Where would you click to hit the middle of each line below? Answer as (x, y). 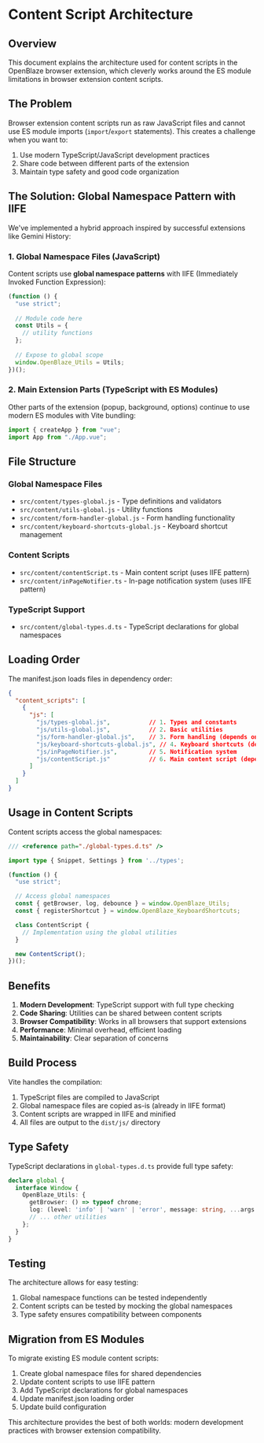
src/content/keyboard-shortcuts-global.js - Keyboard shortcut (123, 526)
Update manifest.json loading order (77, 1399)
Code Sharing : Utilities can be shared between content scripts (121, 1013)
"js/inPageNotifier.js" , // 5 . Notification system (137, 751)
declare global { (37, 1180)
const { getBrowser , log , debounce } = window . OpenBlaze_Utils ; (123, 903)
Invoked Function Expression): (57, 282)
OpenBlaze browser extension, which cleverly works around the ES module (130, 71)
